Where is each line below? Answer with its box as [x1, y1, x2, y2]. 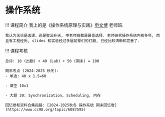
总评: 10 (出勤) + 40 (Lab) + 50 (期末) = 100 [5, 58, 99, 63]
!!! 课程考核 [5, 47, 28, 53]
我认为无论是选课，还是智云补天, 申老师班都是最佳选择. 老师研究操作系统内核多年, [5, 33, 154, 38]
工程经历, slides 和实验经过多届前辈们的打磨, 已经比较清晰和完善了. [12, 38, 140, 43]
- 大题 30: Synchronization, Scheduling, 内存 [5, 93, 101, 98]
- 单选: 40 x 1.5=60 [5, 73, 46, 78]
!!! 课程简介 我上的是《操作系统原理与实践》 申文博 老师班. [5, 22, 123, 28]
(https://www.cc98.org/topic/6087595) [5, 107, 86, 112]
